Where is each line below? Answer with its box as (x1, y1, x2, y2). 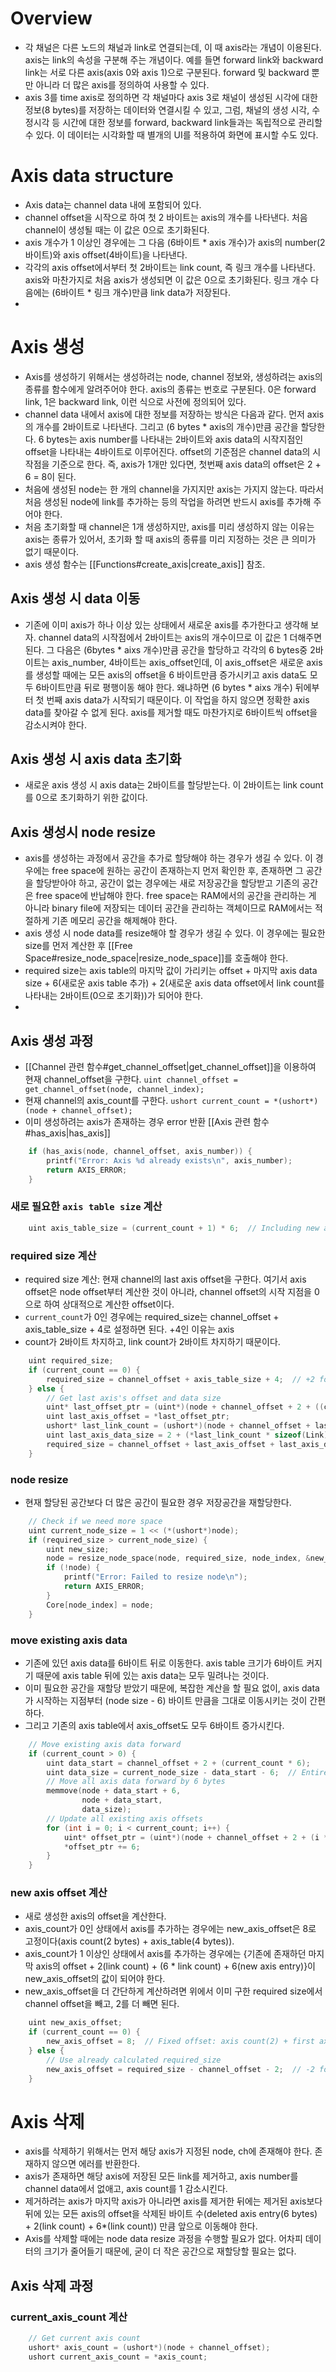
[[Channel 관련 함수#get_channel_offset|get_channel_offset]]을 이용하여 (24, 1061, 317, 1073)
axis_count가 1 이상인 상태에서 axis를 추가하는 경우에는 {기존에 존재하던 (24, 1948, 307, 1960)
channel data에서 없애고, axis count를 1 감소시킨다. (24, 2183, 228, 2195)
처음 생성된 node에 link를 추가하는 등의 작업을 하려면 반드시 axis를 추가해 (24, 495, 312, 507)
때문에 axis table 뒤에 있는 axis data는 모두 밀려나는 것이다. (35, 1669, 270, 1681)
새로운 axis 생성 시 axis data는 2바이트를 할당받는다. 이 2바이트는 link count (24, 779, 324, 791)
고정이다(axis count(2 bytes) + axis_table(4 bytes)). (24, 1935, 235, 1947)
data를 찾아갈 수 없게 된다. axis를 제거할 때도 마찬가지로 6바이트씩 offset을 (24, 706, 318, 718)
